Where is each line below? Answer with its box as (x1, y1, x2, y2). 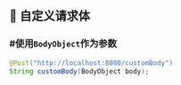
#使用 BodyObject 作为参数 (9, 38, 118, 50)
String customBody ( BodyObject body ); (9, 66, 150, 76)
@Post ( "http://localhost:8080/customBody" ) (9, 58, 174, 67)
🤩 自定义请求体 (9, 8, 91, 24)
